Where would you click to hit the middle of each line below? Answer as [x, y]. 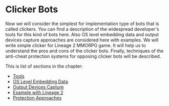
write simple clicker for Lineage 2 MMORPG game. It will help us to [76, 45]
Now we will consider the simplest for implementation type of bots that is [82, 24]
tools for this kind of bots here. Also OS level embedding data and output [82, 34]
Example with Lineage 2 [38, 92]
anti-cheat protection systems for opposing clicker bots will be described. [83, 56]
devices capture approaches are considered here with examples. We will [82, 40]
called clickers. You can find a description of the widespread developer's [82, 29]
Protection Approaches [37, 98]
